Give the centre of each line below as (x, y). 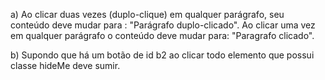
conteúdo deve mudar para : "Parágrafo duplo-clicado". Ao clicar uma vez (163, 25)
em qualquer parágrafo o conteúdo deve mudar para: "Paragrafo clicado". (162, 35)
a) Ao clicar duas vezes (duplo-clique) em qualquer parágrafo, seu (147, 14)
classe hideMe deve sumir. (65, 65)
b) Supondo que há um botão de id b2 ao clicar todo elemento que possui (162, 55)
